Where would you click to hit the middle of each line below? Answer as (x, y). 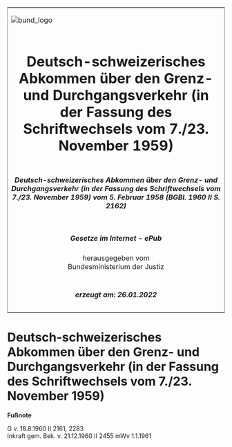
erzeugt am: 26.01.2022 (116, 295)
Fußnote (20, 415)
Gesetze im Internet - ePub (116, 238)
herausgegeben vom (116, 258)
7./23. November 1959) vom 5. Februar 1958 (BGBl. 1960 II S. (116, 197)
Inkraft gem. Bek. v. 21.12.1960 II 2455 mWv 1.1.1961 (79, 436)
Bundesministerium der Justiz (116, 267)
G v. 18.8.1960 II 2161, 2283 (46, 428)
